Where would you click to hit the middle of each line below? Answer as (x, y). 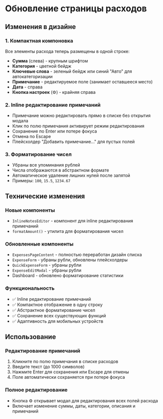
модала (20, 121)
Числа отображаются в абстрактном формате (60, 170)
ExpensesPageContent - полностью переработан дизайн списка (77, 255)
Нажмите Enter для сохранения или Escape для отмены (70, 372)
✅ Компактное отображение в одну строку (57, 305)
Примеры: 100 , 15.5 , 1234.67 (41, 181)
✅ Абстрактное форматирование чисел (54, 310)
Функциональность (30, 288)
